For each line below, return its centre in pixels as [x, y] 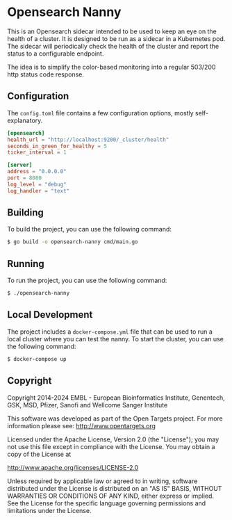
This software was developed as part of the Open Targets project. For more [115, 419]
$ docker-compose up [37, 359]
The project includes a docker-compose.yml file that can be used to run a [110, 332]
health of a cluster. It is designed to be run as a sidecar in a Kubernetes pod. [116, 38]
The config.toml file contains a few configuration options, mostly [100, 113]
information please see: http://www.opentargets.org [82, 425]
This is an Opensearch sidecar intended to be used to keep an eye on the [112, 31]
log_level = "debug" [37, 184]
